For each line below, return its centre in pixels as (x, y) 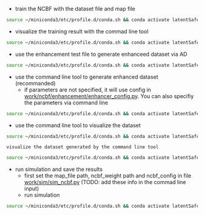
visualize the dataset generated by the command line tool (83, 147)
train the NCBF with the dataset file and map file (75, 9)
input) (32, 189)
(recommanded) (35, 83)
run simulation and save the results (59, 170)
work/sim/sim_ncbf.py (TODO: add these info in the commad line (105, 182)
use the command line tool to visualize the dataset (78, 125)
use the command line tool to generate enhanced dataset (87, 77)
